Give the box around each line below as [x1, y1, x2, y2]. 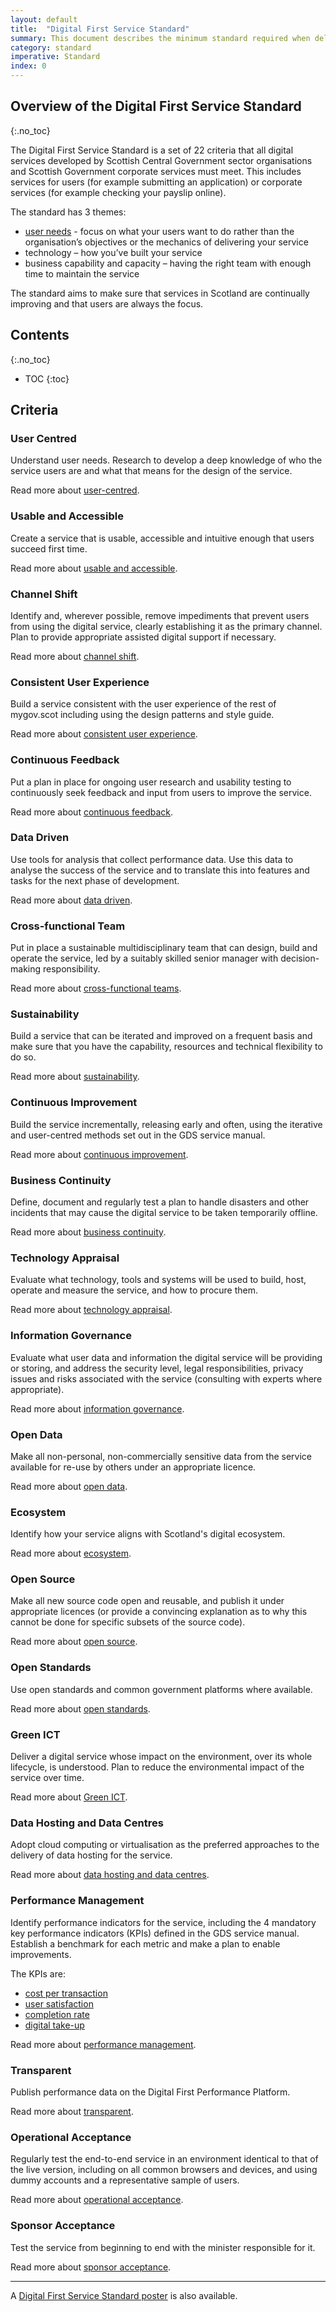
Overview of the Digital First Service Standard [10, 98, 302, 115]
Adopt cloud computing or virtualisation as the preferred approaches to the [10, 1839, 320, 1851]
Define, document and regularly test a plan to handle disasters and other [10, 1196, 310, 1208]
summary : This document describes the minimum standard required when [10, 33, 311, 43]
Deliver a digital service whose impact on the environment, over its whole [10, 1751, 313, 1763]
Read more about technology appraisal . [10, 1304, 173, 1316]
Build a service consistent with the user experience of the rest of [10, 698, 277, 710]
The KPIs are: [10, 1967, 66, 1980]
